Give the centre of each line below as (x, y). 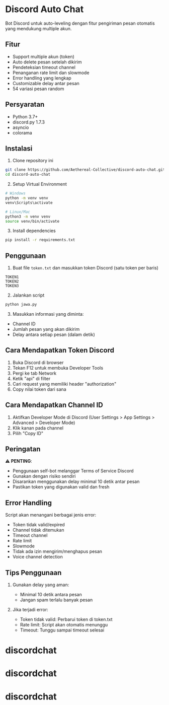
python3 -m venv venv (28, 217)
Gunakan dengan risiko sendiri (44, 476)
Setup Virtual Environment (39, 184)
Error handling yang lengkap (42, 78)
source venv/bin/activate (32, 221)
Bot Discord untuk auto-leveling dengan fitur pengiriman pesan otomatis (80, 23)
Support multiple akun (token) (43, 56)
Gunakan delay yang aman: (41, 585)
